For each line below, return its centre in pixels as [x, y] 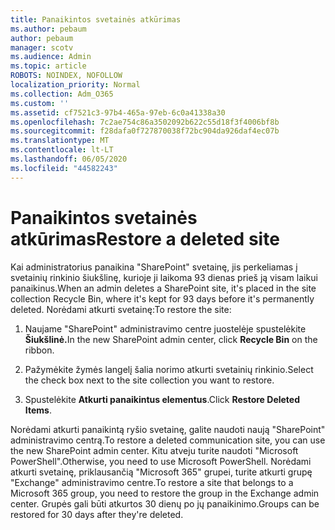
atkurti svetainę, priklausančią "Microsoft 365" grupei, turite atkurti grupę [161, 472]
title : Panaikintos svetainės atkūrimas [96, 19]
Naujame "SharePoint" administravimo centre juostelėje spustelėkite [165, 328]
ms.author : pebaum [48, 29]
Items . [38, 410]
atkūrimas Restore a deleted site [145, 238]
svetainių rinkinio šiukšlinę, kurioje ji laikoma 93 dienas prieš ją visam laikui [164, 277]
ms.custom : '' [40, 103]
